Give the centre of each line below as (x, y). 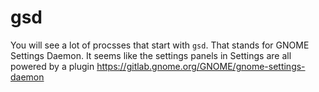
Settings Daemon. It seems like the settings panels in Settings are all (151, 55)
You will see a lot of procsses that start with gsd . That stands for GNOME (160, 45)
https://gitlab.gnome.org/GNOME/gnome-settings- (201, 66)
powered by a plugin (52, 66)
